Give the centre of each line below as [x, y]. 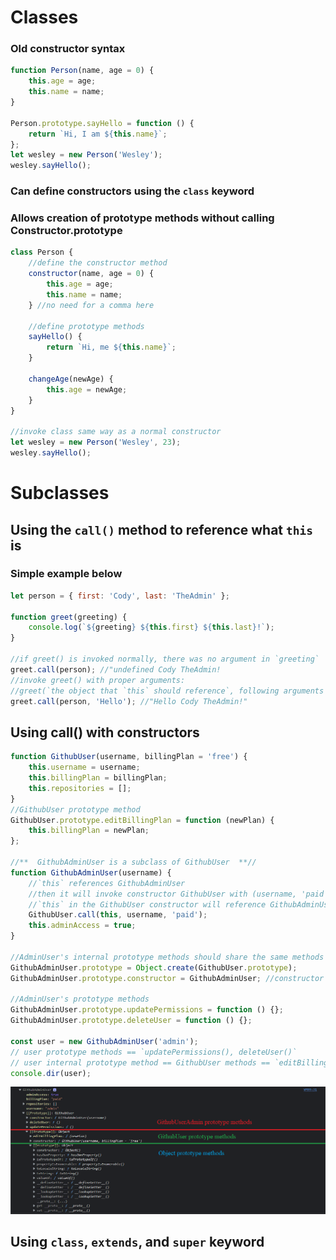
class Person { [42, 252]
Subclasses [60, 493]
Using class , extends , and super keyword [137, 1242]
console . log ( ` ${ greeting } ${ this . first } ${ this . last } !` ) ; [151, 627]
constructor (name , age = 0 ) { [91, 274]
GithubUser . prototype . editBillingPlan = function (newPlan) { [142, 820]
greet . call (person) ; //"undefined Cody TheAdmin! [116, 669]
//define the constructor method [98, 263]
